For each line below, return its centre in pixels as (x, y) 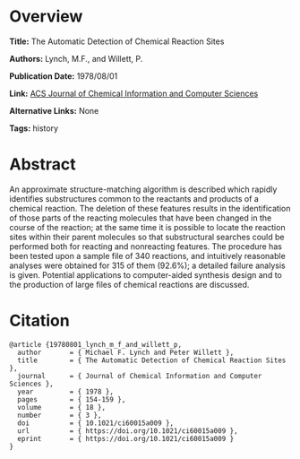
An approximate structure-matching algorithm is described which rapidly (143, 189)
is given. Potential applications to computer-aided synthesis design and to (146, 274)
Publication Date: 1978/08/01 (64, 76)
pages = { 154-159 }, (72, 399)
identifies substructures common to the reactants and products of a (134, 198)
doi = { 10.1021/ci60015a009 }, (96, 423)
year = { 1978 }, (66, 392)
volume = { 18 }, (61, 407)
